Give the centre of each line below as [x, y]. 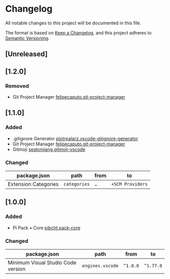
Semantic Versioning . [27, 38]
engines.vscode [100, 266]
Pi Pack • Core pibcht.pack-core [47, 228]
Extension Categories [33, 184]
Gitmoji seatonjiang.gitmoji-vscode [49, 149]
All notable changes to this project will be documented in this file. [73, 23]
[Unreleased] [27, 54]
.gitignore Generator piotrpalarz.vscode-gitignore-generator [75, 138]
